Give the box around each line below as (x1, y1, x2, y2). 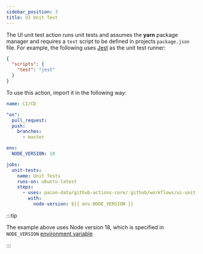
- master (22, 134, 45, 140)
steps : (17, 184, 34, 190)
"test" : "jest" (17, 67, 56, 73)
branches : (17, 128, 42, 135)
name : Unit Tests (17, 173, 61, 179)
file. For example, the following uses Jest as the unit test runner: (6, 44, 166, 51)
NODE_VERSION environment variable (6, 230, 93, 237)
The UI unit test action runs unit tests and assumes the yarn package (6, 31, 178, 38)
